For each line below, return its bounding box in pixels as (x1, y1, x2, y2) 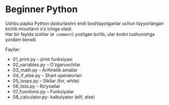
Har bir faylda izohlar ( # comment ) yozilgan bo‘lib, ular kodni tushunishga (5, 31, 155, 37)
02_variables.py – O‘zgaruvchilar (12, 61, 81, 67)
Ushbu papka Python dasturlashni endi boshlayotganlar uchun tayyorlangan (5, 20, 164, 26)
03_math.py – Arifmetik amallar (12, 67, 78, 73)
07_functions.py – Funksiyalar (12, 88, 75, 94)
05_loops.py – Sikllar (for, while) (12, 78, 80, 84)
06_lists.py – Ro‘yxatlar (12, 83, 61, 89)
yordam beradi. (5, 37, 37, 43)
